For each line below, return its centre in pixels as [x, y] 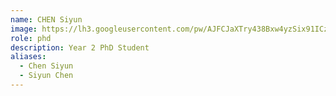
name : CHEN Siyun [46, 19]
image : [24, 29]
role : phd [31, 38]
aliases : [28, 57]
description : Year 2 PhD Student [80, 47]
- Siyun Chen [46, 76]
